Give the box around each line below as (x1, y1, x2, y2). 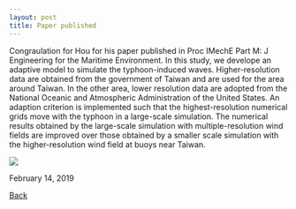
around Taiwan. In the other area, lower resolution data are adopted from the (9, 83, 288, 93)
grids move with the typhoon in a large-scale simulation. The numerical (9, 111, 269, 122)
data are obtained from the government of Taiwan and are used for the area (9, 73, 285, 84)
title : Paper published (9, 21, 97, 30)
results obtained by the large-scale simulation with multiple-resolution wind (9, 120, 284, 131)
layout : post (9, 12, 57, 22)
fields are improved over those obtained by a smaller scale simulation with (9, 130, 279, 140)
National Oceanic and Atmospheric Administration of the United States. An (9, 92, 280, 102)
